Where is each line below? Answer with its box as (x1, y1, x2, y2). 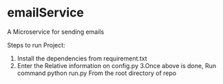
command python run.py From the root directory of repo (17, 69, 177, 77)
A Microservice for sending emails (7, 28, 105, 36)
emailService (7, 5, 85, 21)
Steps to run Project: (7, 41, 65, 49)
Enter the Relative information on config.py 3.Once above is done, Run (17, 61, 217, 70)
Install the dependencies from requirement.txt (17, 54, 147, 63)
